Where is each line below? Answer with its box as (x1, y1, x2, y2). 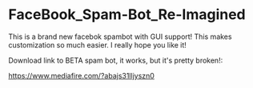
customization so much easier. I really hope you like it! (8, 40, 187, 49)
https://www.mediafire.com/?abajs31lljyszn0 (8, 71, 155, 80)
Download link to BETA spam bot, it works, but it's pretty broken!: (8, 55, 223, 65)
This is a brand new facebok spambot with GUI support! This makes (8, 32, 232, 41)
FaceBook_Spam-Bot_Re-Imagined (8, 6, 246, 24)
